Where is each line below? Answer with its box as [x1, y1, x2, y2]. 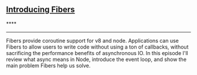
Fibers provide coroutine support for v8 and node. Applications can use [6, 37, 179, 44]
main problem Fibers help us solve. [6, 62, 91, 69]
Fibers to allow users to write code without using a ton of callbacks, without [6, 43, 189, 50]
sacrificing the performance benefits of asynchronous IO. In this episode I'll [6, 49, 189, 56]
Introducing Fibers [6, 5, 75, 15]
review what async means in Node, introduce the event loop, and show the [6, 56, 186, 63]
